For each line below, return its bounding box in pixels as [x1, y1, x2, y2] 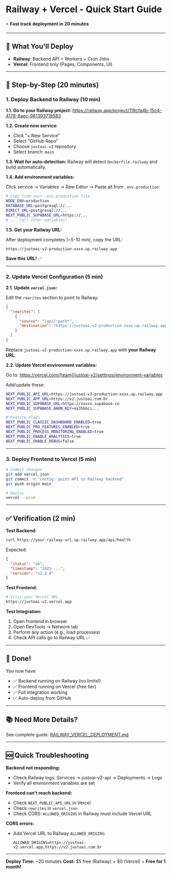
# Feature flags [6, 415, 40, 420]
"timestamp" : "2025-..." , [10, 566, 65, 571]
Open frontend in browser [13, 618, 67, 624]
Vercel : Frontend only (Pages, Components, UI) [13, 61, 113, 67]
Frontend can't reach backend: [6, 789, 73, 796]
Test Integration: [6, 609, 42, 615]
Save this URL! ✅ [6, 255, 42, 261]
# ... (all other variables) [6, 217, 67, 223]
